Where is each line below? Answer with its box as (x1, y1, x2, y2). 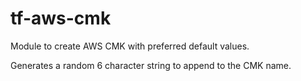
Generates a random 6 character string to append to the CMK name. (10, 59, 292, 71)
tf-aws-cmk (10, 7, 112, 30)
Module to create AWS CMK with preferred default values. (10, 40, 250, 52)
